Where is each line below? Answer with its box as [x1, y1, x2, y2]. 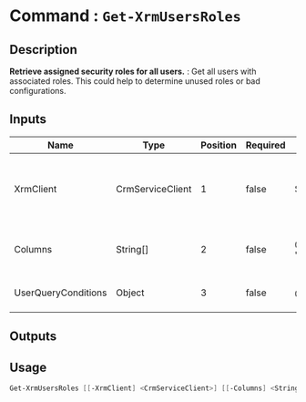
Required [245, 139, 286, 151]
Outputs [9, 329, 57, 345]
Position [199, 139, 237, 151]
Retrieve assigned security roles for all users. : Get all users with [9, 66, 257, 77]
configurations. [9, 86, 66, 96]
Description [9, 42, 77, 57]
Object [116, 286, 145, 299]
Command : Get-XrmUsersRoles [9, 5, 241, 26]
